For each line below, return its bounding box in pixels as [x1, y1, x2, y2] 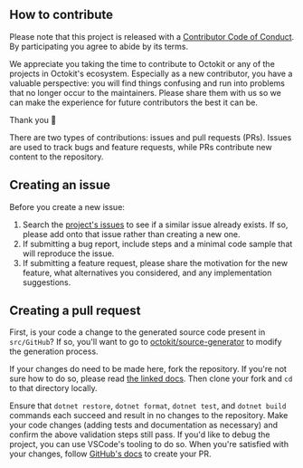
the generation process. [9, 346, 99, 357]
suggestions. [22, 276, 71, 288]
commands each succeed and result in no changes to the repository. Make [9, 410, 289, 421]
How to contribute [9, 7, 114, 23]
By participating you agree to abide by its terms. [9, 41, 188, 52]
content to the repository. [9, 151, 104, 162]
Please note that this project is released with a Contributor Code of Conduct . [9, 31, 295, 42]
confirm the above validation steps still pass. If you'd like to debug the [9, 429, 270, 440]
